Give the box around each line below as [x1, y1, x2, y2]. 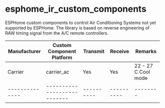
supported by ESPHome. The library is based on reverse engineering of [5, 25, 150, 30]
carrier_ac [46, 68, 70, 75]
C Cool [134, 68, 150, 75]
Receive [110, 48, 129, 54]
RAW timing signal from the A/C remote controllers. [5, 30, 109, 36]
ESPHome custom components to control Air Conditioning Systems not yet [5, 20, 156, 26]
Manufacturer [8, 48, 41, 54]
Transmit [83, 48, 105, 54]
